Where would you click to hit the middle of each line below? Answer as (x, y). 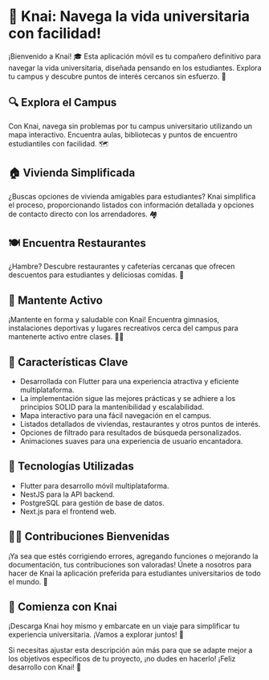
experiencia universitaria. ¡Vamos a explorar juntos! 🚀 (96, 635)
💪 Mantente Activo (55, 300)
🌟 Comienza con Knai (63, 607)
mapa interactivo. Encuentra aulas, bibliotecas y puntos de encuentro (123, 134)
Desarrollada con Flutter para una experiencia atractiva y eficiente (129, 381)
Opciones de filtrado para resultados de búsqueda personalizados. (130, 432)
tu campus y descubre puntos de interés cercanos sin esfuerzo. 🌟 (117, 76)
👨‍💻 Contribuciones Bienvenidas (89, 537)
